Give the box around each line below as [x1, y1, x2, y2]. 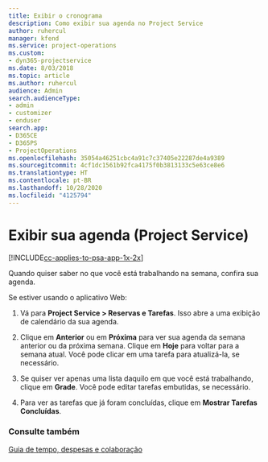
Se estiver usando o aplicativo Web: [8, 292, 127, 302]
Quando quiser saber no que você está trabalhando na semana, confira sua [8, 268, 259, 278]
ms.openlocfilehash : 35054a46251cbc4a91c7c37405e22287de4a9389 [8, 154, 225, 162]
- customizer [8, 109, 52, 118]
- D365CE [8, 131, 38, 139]
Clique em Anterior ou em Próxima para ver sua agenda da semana [19, 332, 245, 342]
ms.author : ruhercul [8, 79, 78, 87]
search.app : [8, 124, 48, 132]
